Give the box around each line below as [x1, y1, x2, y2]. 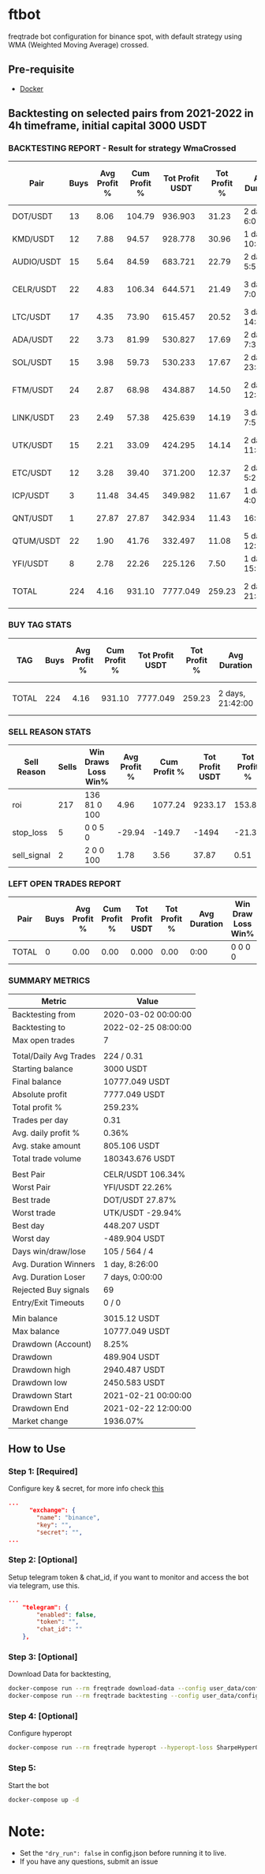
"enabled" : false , [36, 1610, 97, 1619]
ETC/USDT [12, 467, 53, 478]
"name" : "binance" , [36, 1514, 101, 1522]
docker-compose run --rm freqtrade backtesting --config [8, 1692, 200, 1700]
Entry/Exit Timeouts [12, 1297, 85, 1308]
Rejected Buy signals [12, 1284, 90, 1295]
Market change [12, 1415, 69, 1426]
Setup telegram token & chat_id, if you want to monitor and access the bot [8, 1572, 249, 1582]
